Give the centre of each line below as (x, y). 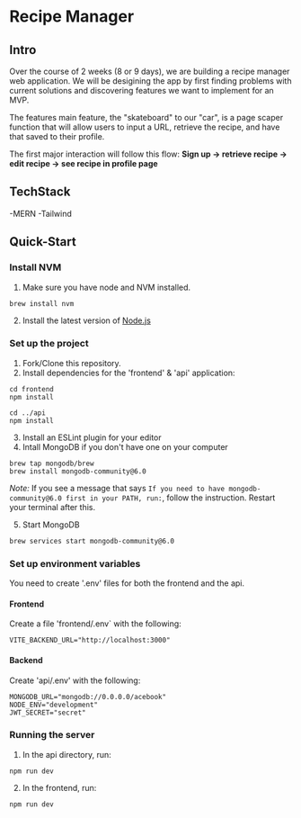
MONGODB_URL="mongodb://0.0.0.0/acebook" (88, 697)
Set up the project (49, 344)
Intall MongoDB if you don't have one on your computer (125, 446)
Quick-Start (43, 242)
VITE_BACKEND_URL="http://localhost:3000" (90, 641)
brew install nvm (42, 303)
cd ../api (28, 413)
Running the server (52, 735)
